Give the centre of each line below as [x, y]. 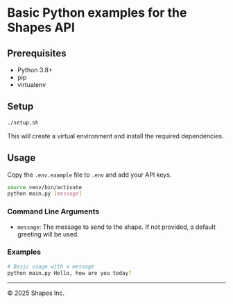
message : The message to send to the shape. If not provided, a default [116, 227]
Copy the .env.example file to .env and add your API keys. [89, 175]
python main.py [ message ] [44, 194]
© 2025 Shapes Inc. [36, 293]
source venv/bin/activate [44, 187]
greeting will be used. [48, 234]
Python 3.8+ [35, 70]
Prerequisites [37, 53]
